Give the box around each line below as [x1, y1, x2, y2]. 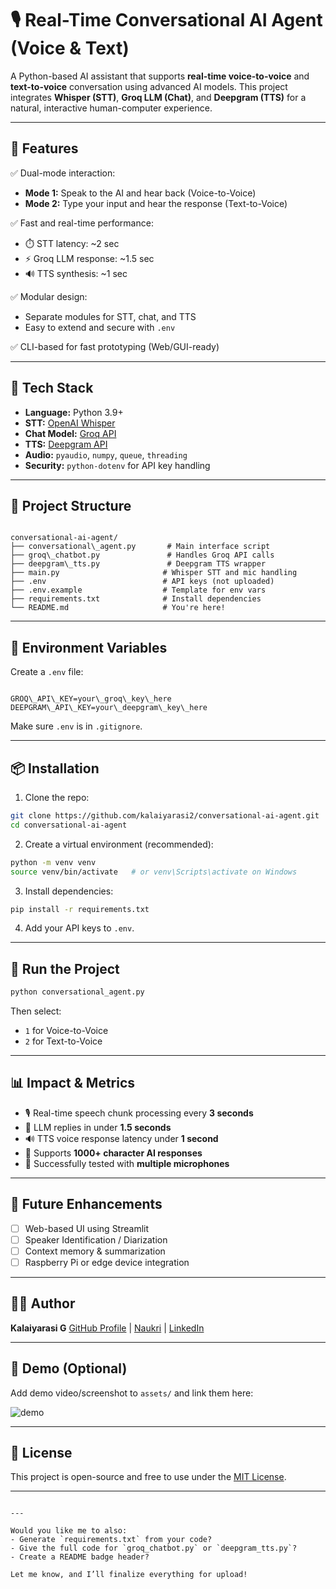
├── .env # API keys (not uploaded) [10, 577, 275, 587]
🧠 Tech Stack [10, 380, 94, 397]
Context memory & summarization [24, 1245, 166, 1257]
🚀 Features [10, 140, 79, 157]
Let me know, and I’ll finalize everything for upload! [10, 1570, 248, 1580]
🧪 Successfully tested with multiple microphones [24, 1157, 230, 1169]
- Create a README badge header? [10, 1552, 150, 1562]
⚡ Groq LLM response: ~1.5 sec [24, 252, 155, 264]
